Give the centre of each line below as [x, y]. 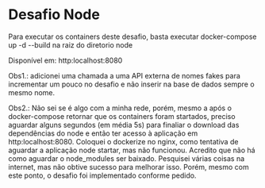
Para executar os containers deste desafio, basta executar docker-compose [132, 36]
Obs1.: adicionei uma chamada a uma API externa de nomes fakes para [124, 75]
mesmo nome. [32, 92]
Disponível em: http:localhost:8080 [65, 60]
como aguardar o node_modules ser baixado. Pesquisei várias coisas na [127, 158]
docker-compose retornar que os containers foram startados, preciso [122, 116]
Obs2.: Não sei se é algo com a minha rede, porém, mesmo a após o [120, 108]
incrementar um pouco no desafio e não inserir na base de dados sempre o [132, 84]
